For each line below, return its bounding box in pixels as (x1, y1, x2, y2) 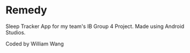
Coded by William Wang (5, 40, 65, 47)
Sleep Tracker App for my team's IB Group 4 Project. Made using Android (5, 23, 185, 30)
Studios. (5, 29, 26, 36)
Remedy (5, 3, 47, 17)
